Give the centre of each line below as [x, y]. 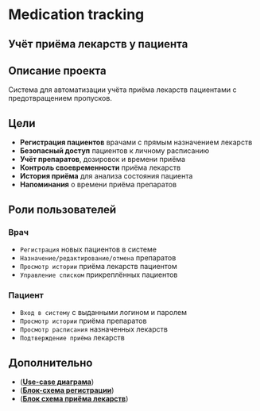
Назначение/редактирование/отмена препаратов [98, 257]
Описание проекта [57, 70]
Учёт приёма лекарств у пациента [98, 44]
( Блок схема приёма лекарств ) [74, 399]
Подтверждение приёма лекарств [72, 338]
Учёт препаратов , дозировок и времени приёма [102, 159]
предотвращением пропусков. [60, 98]
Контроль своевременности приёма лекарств [100, 167]
